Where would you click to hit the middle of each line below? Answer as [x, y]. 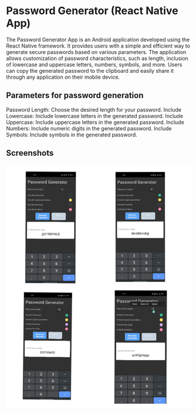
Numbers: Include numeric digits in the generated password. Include [89, 128]
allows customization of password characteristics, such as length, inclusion [97, 58]
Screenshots [30, 153]
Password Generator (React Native [92, 11]
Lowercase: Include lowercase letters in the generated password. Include [95, 116]
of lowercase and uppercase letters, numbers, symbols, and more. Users [94, 64]
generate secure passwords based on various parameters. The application [96, 52]
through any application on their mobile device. [63, 77]
